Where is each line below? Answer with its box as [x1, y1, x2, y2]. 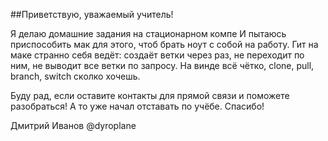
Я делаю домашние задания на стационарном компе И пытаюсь [10, 28, 287, 39]
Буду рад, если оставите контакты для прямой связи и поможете [10, 90, 290, 101]
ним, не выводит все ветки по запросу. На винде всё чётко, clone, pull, [10, 60, 315, 71]
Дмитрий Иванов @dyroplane [10, 120, 137, 131]
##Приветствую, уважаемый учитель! [10, 9, 174, 20]
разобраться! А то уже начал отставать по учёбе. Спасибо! [10, 100, 265, 112]
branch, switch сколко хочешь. [10, 70, 141, 82]
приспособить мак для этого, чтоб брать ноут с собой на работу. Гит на [10, 39, 319, 50]
